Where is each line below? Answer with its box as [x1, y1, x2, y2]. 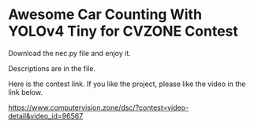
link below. [8, 87, 43, 96]
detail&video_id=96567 [8, 111, 84, 120]
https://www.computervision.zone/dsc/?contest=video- [8, 103, 189, 112]
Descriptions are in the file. [8, 63, 96, 73]
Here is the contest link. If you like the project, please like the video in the [8, 79, 246, 88]
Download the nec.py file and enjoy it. [8, 48, 132, 58]
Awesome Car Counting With [8, 6, 203, 24]
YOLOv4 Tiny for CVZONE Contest [8, 22, 239, 40]
